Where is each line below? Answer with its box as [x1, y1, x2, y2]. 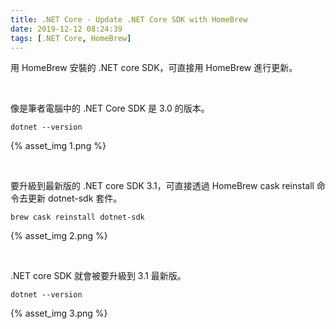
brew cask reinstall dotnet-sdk [10, 212, 145, 223]
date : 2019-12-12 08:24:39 [10, 24, 123, 34]
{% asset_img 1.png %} [10, 140, 107, 152]
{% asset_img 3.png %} [10, 307, 108, 320]
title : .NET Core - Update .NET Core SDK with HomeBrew [10, 14, 248, 25]
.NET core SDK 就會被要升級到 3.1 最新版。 [10, 270, 187, 282]
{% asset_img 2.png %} [10, 230, 108, 242]
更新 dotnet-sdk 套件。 [27, 192, 123, 205]
